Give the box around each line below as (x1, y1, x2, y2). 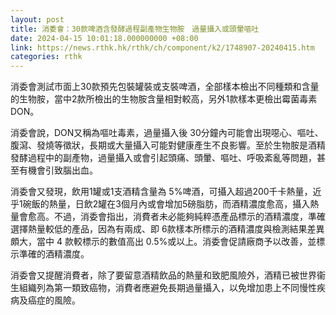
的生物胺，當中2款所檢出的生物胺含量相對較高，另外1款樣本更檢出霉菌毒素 (10, 93, 318, 105)
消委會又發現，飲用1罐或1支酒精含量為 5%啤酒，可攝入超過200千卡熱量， (10, 186, 313, 198)
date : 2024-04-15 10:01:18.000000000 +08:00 (10, 33, 199, 43)
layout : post (10, 14, 65, 25)
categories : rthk (10, 52, 83, 62)
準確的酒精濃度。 (18, 248, 90, 260)
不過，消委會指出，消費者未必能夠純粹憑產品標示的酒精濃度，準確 (53, 211, 326, 223)
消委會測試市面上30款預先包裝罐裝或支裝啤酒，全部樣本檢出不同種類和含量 (10, 81, 320, 93)
